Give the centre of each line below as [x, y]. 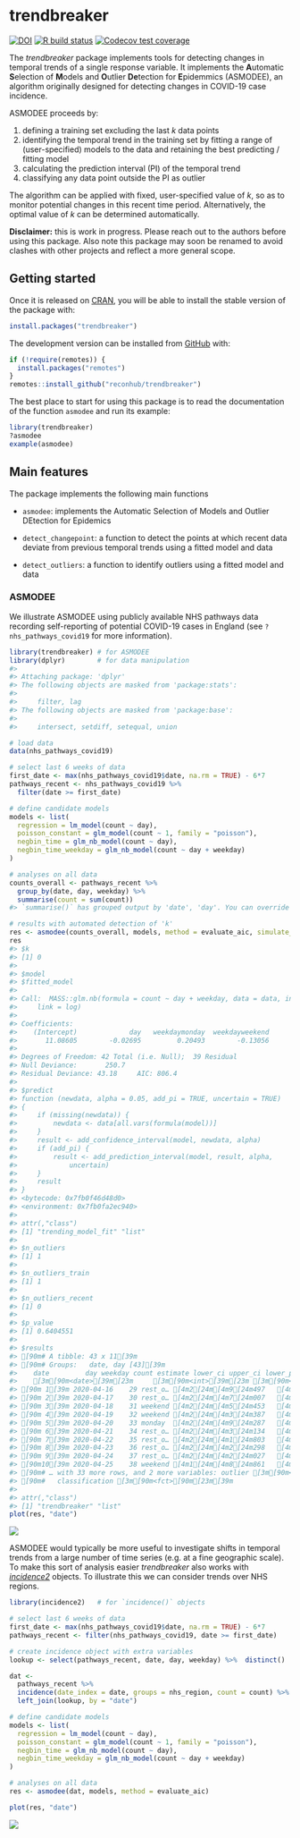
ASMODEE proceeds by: [54, 113]
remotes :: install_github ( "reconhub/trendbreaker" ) [105, 385]
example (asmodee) [42, 444]
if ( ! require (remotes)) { [57, 360]
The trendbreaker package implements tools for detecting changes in [137, 57]
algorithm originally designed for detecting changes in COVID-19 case [137, 86]
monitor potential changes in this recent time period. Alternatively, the [137, 204]
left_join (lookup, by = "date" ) [78, 1701]
